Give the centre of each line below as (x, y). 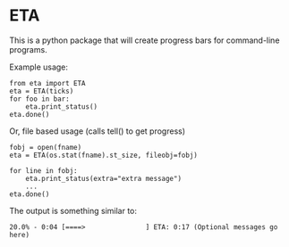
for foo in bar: (39, 99)
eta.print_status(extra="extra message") (103, 178)
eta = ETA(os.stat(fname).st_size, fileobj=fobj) (104, 155)
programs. (28, 49)
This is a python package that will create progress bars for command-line (144, 40)
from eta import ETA (48, 83)
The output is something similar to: (73, 210)
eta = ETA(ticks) (42, 91)
